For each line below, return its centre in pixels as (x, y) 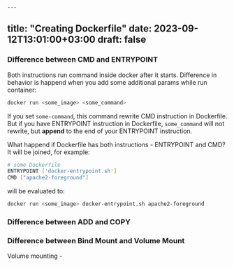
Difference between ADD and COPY (69, 221)
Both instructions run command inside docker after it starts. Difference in (112, 75)
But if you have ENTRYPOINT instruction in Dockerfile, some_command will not (116, 123)
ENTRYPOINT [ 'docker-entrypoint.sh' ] (62, 171)
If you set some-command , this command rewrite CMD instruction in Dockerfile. (117, 116)
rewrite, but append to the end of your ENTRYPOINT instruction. (100, 131)
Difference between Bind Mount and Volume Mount (96, 240)
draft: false (122, 40)
